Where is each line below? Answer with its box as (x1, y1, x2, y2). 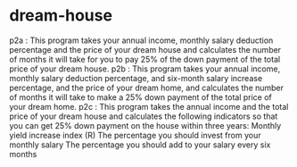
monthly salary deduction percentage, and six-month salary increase (9, 72, 263, 83)
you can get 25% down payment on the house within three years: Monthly (9, 120, 282, 130)
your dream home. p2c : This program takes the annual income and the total (9, 101, 289, 112)
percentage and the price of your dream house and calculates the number (9, 44, 282, 54)
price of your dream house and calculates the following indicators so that (9, 111, 278, 121)
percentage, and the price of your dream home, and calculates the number (9, 82, 284, 93)
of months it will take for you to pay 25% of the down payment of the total (9, 54, 281, 64)
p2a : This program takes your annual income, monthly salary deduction (9, 35, 274, 46)
